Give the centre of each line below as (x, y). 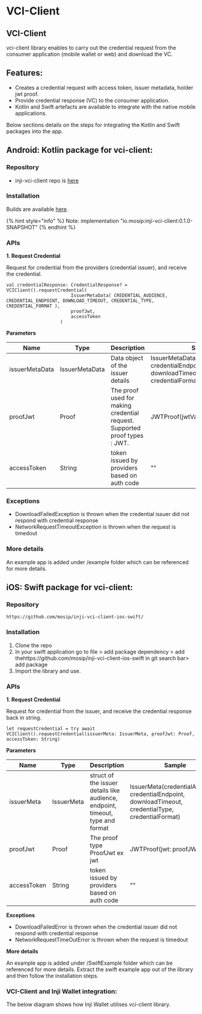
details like (105, 790)
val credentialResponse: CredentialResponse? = (67, 285)
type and (103, 820)
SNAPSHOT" (22, 227)
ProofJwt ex (107, 853)
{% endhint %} (57, 227)
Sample (175, 765)
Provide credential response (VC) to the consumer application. (92, 100)
